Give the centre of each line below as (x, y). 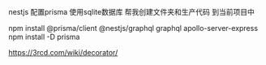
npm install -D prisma (44, 37)
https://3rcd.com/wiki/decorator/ (63, 52)
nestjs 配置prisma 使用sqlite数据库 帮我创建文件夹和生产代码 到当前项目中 (132, 12)
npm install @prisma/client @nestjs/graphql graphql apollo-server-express (133, 28)
